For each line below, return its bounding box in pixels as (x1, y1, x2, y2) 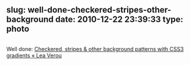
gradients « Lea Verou (6, 52, 62, 59)
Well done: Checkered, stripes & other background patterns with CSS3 (6, 45, 185, 52)
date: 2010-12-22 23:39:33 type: (55, 15, 183, 25)
